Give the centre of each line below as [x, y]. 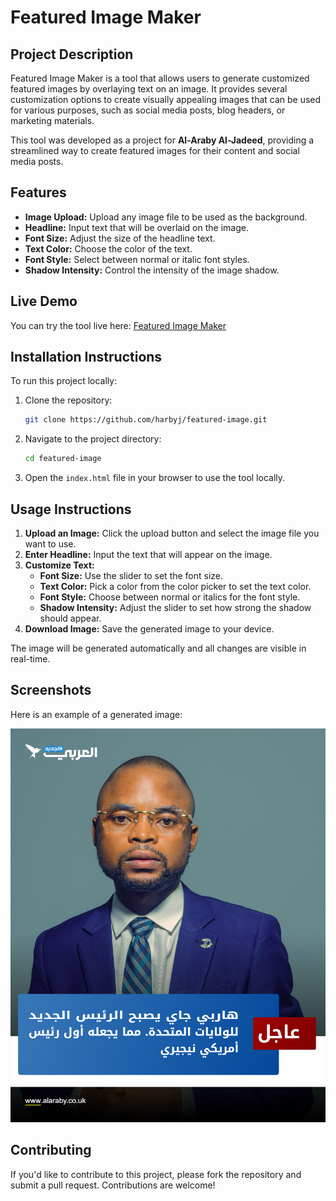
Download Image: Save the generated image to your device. [149, 629]
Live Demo [44, 301]
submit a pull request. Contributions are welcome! [113, 1185]
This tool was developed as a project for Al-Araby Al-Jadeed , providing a [162, 140]
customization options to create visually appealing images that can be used [166, 99]
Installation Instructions [86, 357]
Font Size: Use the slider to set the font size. [131, 575]
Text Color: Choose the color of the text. [108, 248]
